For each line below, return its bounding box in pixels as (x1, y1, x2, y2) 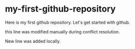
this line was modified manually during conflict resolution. (5, 29, 120, 34)
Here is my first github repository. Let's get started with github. (5, 19, 131, 25)
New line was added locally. (5, 38, 61, 44)
